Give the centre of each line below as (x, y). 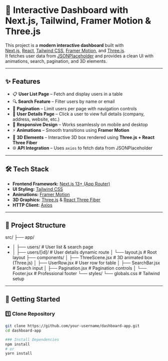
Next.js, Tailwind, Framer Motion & (78, 21)
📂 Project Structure (35, 225)
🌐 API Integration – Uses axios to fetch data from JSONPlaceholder (82, 148)
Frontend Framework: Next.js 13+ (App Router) (61, 184)
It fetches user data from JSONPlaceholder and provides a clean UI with (79, 56)
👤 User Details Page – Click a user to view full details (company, (78, 114)
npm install (17, 344)
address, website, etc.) (36, 119)
